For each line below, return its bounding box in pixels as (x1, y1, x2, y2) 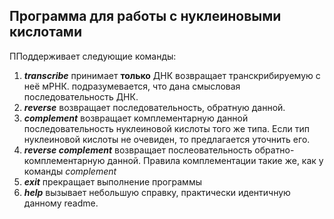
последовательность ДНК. (23, 90, 139, 103)
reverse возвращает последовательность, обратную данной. (23, 101, 286, 113)
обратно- (254, 144, 295, 156)
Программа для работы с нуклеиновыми (9, 8, 282, 25)
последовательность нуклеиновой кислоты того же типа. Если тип (23, 122, 311, 134)
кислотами (9, 24, 82, 41)
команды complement (23, 165, 117, 177)
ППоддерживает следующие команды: (9, 50, 177, 62)
